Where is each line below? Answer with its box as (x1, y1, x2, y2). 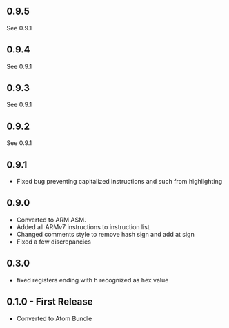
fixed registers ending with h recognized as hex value (16, 276, 169, 284)
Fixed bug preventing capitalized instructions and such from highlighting (16, 177, 223, 186)
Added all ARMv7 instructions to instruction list (16, 222, 150, 231)
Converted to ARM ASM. (16, 215, 87, 224)
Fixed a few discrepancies (16, 238, 91, 246)
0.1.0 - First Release (6, 296, 93, 308)
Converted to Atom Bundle (16, 314, 92, 322)
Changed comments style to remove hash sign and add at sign (16, 230, 195, 238)
